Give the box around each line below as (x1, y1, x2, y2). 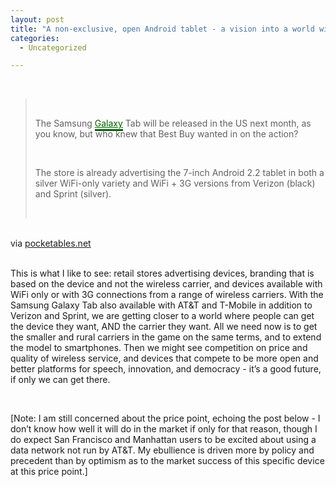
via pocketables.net (10, 237, 92, 250)
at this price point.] (10, 466, 88, 478)
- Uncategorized (19, 42, 87, 53)
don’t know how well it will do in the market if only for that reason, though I (10, 423, 318, 435)
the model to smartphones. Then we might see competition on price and (10, 342, 308, 354)
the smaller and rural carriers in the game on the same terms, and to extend (10, 331, 322, 343)
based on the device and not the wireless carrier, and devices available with (10, 278, 323, 290)
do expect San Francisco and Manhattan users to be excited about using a (10, 434, 317, 446)
